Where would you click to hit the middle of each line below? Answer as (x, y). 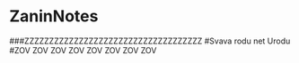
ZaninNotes (54, 16)
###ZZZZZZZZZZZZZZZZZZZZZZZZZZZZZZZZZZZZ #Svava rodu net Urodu (150, 41)
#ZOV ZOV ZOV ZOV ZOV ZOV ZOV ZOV (83, 50)
